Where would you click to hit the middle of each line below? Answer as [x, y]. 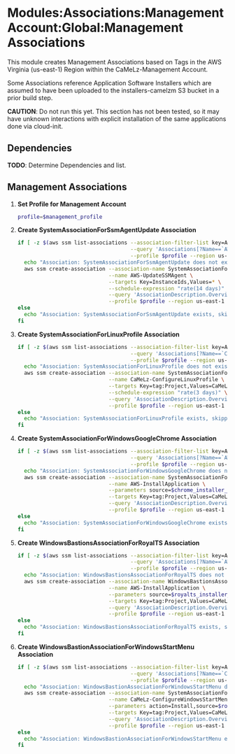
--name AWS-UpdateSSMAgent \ [151, 275]
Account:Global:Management [95, 28]
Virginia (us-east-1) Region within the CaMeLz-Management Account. [108, 69]
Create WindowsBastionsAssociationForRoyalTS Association [108, 543]
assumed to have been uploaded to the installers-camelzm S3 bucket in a [113, 90]
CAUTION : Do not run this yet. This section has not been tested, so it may [113, 111]
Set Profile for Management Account [72, 204]
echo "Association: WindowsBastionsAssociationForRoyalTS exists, [123, 627]
